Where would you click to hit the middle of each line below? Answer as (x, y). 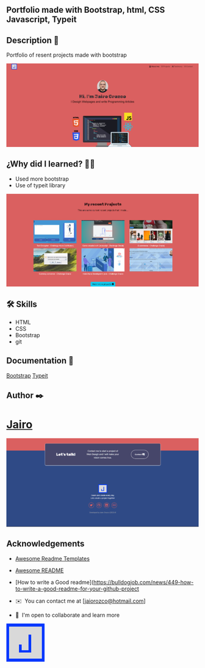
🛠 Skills (22, 304)
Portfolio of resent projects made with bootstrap (67, 55)
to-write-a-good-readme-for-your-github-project (77, 589)
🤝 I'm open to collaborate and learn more (67, 615)
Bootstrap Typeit (27, 375)
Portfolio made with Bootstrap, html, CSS (86, 10)
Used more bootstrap (42, 179)
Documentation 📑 (40, 361)
